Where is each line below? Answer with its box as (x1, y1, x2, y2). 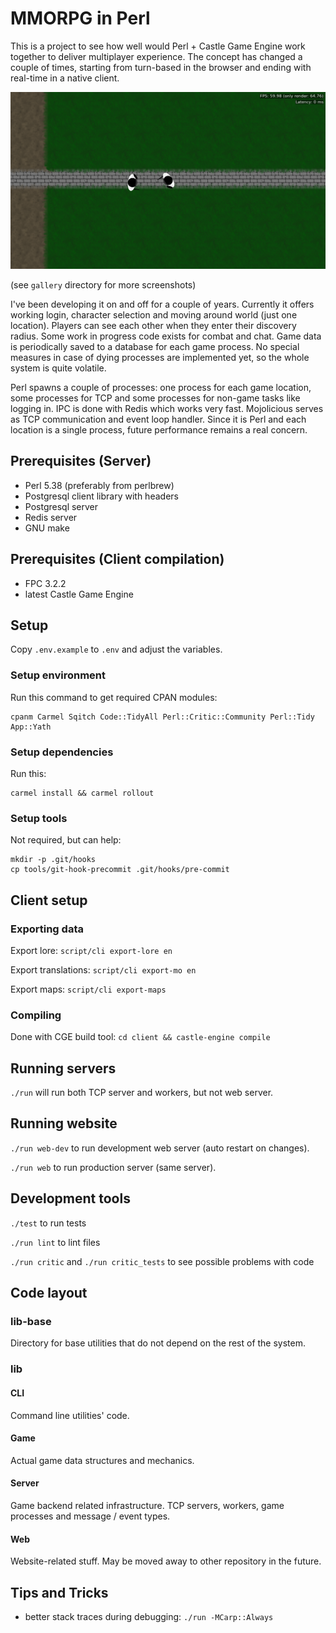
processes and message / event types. (10, 1510, 171, 1522)
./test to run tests (10, 1217, 87, 1229)
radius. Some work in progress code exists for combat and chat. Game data (10, 330, 322, 342)
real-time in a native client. (10, 72, 120, 84)
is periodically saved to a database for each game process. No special (10, 340, 300, 352)
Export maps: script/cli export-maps (10, 983, 167, 995)
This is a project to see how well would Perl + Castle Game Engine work (10, 40, 306, 52)
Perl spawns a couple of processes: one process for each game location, (10, 381, 312, 393)
